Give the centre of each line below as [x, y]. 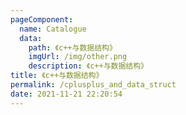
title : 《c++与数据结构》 [57, 76]
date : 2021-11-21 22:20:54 [66, 94]
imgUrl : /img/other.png [78, 57]
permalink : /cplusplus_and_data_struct [93, 85]
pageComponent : [42, 19]
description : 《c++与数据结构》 [88, 66]
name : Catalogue [53, 29]
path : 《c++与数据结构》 [72, 47]
